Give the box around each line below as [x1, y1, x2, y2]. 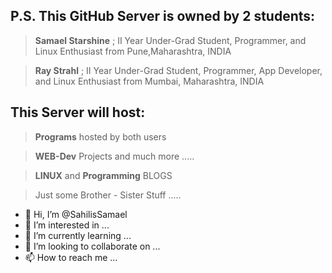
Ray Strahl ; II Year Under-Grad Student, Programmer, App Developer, [34, 64, 323, 76]
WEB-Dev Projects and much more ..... [34, 150, 195, 162]
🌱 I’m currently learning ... [24, 229, 132, 241]
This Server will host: [10, 104, 146, 121]
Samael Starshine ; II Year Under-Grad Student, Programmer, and [34, 34, 307, 46]
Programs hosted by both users [34, 130, 167, 143]
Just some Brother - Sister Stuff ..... [34, 189, 182, 201]
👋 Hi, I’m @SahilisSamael [24, 208, 128, 220]
